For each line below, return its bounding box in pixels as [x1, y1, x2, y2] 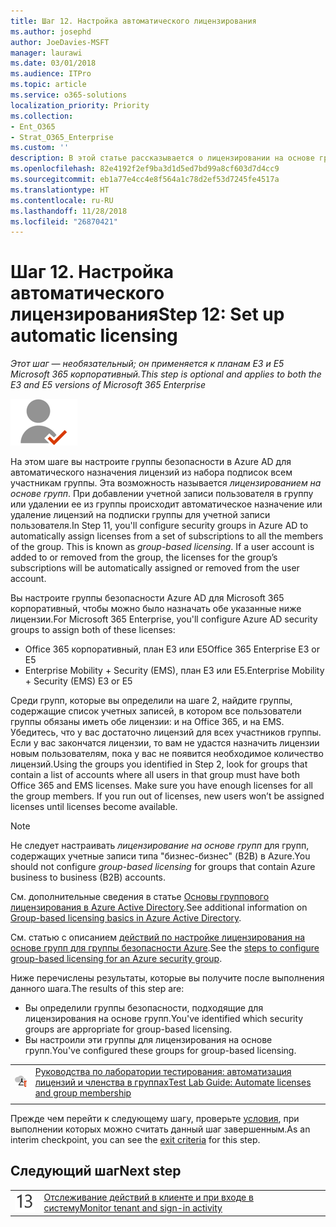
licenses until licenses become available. [10, 801, 178, 813]
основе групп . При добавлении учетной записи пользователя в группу [10, 488, 314, 500]
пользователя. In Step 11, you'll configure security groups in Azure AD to [10, 520, 309, 532]
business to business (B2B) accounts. [10, 871, 167, 884]
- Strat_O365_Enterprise [10, 132, 114, 142]
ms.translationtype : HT [10, 185, 110, 195]
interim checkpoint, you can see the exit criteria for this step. [10, 1133, 261, 1145]
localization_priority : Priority [10, 100, 150, 110]
